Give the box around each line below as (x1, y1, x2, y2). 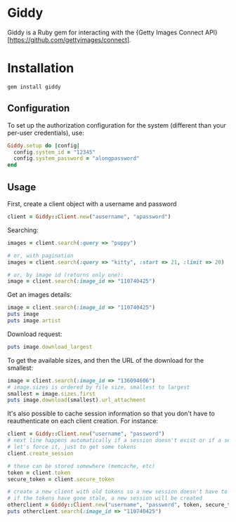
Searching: (7, 226, 39, 234)
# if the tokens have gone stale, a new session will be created (7, 495, 202, 502)
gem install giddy (7, 83, 61, 91)
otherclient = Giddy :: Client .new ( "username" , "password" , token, (7, 502, 202, 509)
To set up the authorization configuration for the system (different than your (7, 121, 226, 129)
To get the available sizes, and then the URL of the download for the (7, 356, 204, 364)
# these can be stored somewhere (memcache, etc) (7, 462, 156, 469)
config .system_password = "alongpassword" (13, 155, 140, 162)
